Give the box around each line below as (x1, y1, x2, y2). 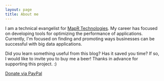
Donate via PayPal (5, 70, 42, 76)
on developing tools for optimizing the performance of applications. (5, 30, 143, 36)
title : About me (5, 12, 39, 17)
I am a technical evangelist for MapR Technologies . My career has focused (5, 25, 158, 31)
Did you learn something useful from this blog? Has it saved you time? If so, (5, 50, 160, 56)
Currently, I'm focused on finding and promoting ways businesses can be (5, 35, 155, 42)
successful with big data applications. (5, 41, 83, 47)
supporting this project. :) (5, 61, 57, 67)
